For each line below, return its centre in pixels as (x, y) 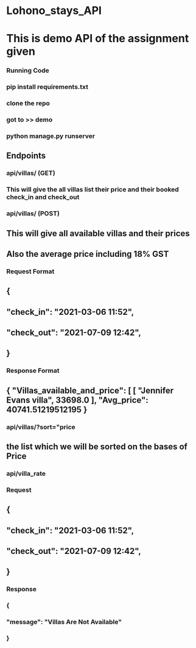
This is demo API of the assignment (98, 39)
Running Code (28, 71)
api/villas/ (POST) (33, 214)
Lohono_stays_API (54, 11)
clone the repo (28, 103)
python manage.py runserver (51, 136)
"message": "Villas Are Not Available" (64, 622)
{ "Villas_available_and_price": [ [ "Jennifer (90, 390)
